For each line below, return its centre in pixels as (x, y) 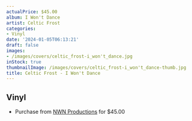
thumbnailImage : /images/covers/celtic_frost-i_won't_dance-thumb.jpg (96, 67)
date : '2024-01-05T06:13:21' (43, 40)
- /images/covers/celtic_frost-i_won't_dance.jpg (70, 56)
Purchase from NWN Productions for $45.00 (70, 112)
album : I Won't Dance (33, 17)
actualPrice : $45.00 (32, 12)
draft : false (22, 46)
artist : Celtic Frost (33, 23)
